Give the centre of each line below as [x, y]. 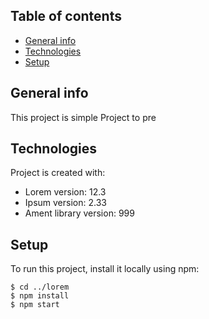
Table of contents [66, 16]
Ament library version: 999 [79, 213]
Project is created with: [58, 173]
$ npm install [40, 296]
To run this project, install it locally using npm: [105, 269]
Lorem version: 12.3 [65, 192]
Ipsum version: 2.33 [65, 203]
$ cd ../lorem [40, 287]
